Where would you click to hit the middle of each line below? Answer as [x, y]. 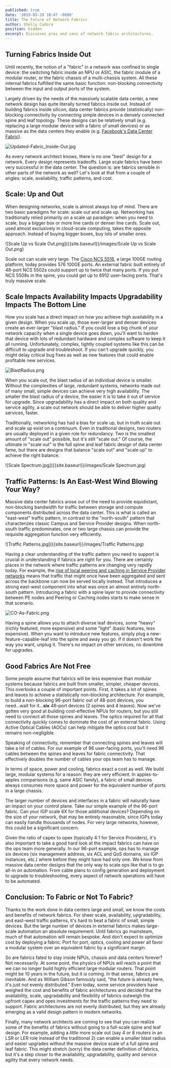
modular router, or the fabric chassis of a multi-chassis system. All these [81, 78]
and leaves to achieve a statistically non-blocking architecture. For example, [85, 695]
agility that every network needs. [40, 1060]
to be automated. [23, 881]
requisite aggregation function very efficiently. [54, 535]
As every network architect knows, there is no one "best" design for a [78, 156]
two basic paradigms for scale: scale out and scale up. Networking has [80, 212]
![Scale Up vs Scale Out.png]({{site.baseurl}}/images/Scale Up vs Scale [81, 243]
